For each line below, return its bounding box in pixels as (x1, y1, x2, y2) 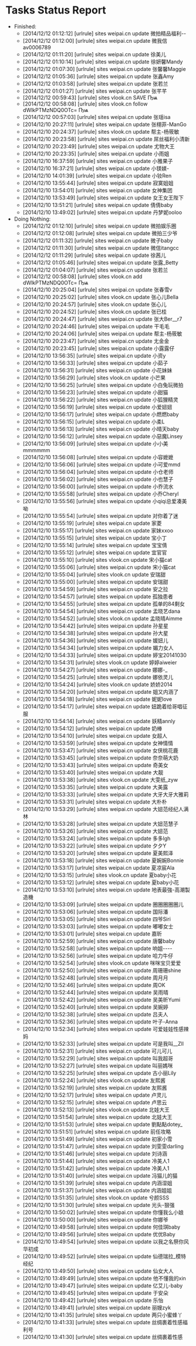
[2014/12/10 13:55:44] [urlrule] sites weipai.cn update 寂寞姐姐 (22, 179, 174, 187)
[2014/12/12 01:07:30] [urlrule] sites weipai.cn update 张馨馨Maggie (22, 65, 186, 72)
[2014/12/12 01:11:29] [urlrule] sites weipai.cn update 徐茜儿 (22, 252, 167, 259)
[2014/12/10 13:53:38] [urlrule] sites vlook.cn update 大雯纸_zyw (22, 776, 178, 783)
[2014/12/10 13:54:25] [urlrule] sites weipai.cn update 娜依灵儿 (22, 673, 174, 680)
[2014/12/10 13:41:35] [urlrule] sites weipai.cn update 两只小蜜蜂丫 (22, 1311, 183, 1318)
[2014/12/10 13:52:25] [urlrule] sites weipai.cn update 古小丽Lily (22, 1069, 177, 1076)
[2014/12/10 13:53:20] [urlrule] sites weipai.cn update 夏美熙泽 (22, 849, 174, 856)
